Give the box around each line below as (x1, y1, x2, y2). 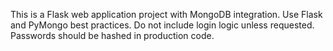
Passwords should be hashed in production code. (10, 30, 215, 41)
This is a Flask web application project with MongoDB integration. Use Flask (10, 9, 323, 20)
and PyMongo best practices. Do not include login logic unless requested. (10, 19, 315, 31)
